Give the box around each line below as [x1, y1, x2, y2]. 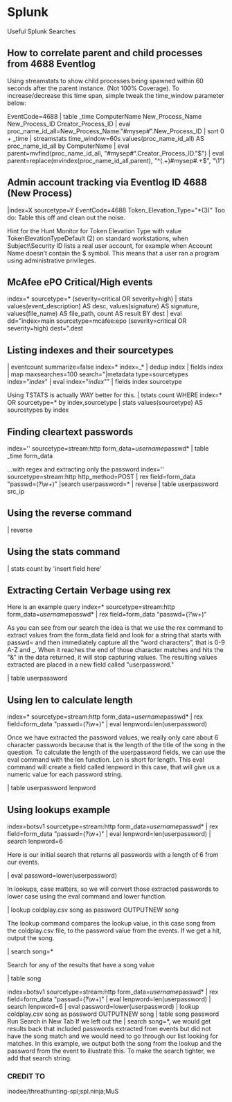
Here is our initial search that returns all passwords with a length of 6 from [7, 851, 219, 859]
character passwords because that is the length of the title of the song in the [7, 741, 226, 749]
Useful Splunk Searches [7, 27, 76, 35]
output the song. [7, 934, 55, 942]
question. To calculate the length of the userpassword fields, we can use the [7, 748, 226, 757]
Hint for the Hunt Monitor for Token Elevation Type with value [7, 226, 182, 235]
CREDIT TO [7, 1071, 45, 1080]
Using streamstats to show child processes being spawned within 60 [7, 76, 204, 85]
